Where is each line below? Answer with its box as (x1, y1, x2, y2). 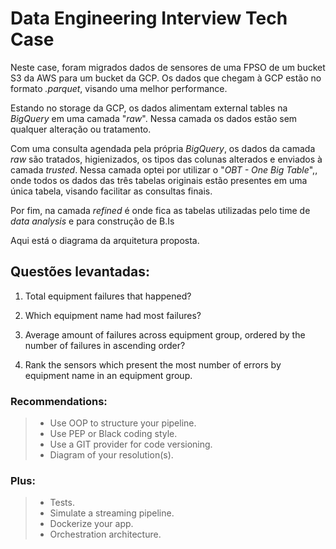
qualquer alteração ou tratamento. (10, 123, 152, 135)
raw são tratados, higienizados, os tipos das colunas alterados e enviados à (10, 153, 323, 165)
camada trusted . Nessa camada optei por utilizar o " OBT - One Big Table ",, (10, 163, 318, 176)
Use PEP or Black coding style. (49, 428, 178, 440)
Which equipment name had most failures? (24, 309, 202, 321)
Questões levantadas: (10, 263, 150, 281)
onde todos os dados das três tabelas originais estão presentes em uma (10, 174, 308, 186)
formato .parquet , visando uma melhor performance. (10, 82, 228, 94)
